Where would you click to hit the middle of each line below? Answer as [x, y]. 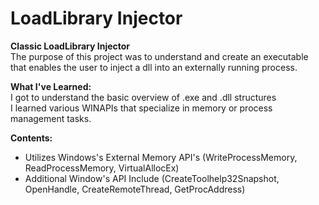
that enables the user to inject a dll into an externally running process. [154, 67]
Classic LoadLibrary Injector [70, 46]
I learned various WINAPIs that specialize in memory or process [141, 108]
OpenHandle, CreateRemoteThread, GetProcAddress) [135, 189]
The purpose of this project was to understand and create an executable [159, 56]
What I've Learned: [51, 86]
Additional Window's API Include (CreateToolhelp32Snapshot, [152, 178]
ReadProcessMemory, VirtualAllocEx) [102, 168]
